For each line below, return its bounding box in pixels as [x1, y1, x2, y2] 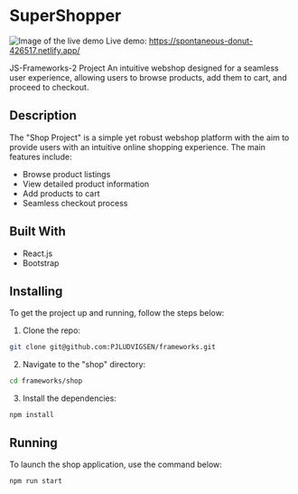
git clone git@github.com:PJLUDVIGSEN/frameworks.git [9, 343, 217, 352]
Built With [9, 223, 66, 240]
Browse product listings [22, 168, 111, 179]
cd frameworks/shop [9, 376, 83, 385]
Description [9, 108, 77, 123]
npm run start [9, 476, 63, 485]
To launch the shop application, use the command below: [9, 459, 223, 470]
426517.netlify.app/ [9, 44, 80, 55]
